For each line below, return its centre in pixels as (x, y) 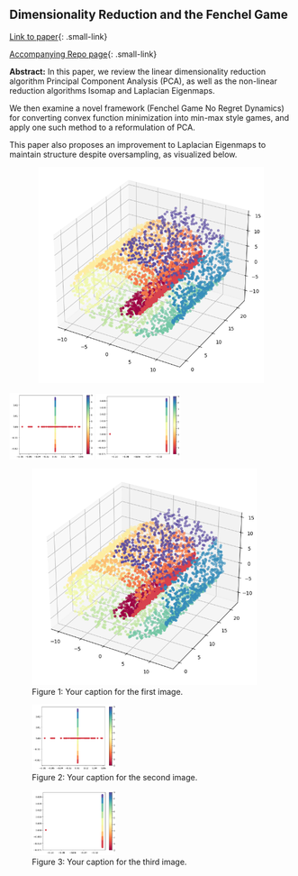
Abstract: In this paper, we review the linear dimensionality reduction (138, 71)
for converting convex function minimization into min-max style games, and (149, 117)
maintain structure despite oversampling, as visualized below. (123, 154)
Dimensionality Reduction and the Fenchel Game (149, 15)
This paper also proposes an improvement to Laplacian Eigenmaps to (138, 144)
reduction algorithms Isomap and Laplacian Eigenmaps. (112, 90)
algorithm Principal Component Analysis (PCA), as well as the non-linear (143, 81)
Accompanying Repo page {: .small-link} (83, 54)
